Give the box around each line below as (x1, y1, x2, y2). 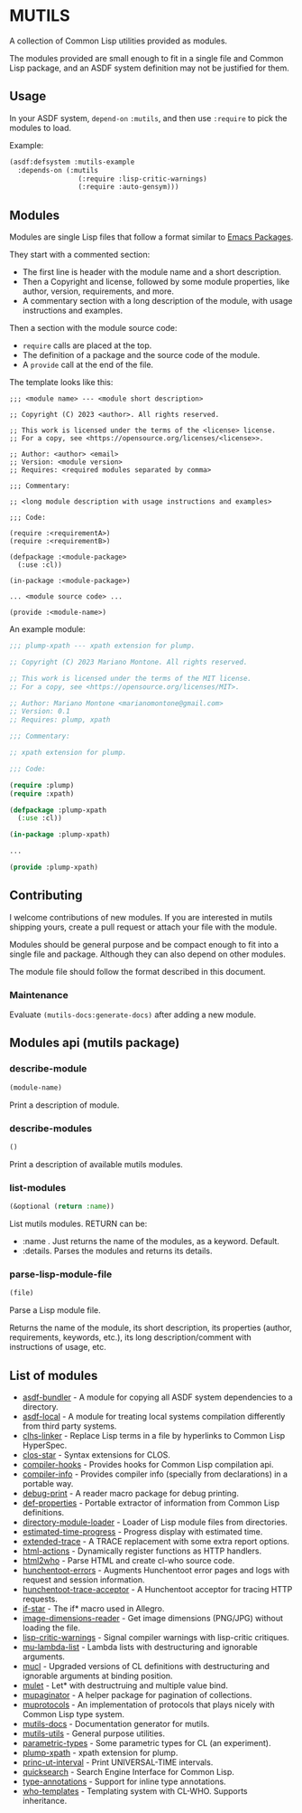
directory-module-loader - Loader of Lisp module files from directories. (22, 1516, 288, 1527)
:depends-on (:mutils (17, 165, 99, 175)
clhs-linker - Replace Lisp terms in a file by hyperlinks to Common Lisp (22, 1430, 286, 1440)
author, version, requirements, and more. (22, 286, 174, 297)
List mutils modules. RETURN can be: (9, 1218, 148, 1229)
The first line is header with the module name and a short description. (22, 267, 281, 278)
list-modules (9, 1181, 67, 1194)
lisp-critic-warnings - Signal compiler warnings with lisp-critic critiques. (22, 1631, 290, 1642)
